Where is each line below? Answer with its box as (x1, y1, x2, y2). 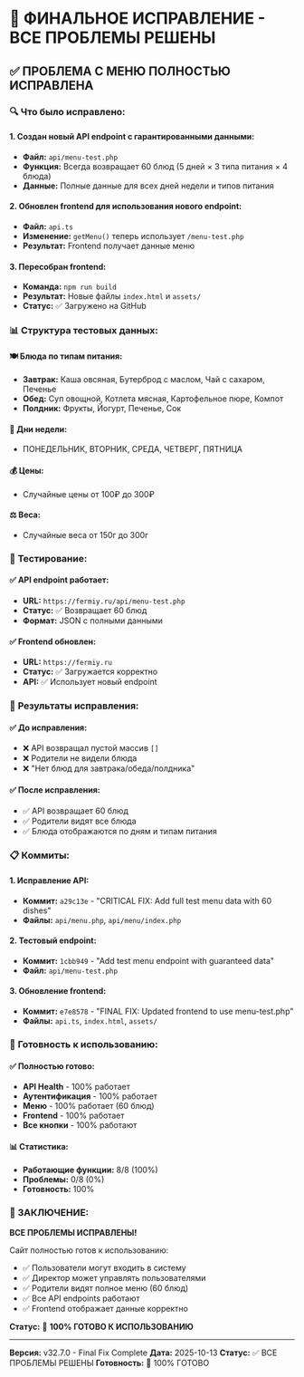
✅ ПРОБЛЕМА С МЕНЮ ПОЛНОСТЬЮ (9, 63, 231, 79)
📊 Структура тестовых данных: (9, 324, 158, 337)
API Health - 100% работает (22, 1082, 131, 1093)
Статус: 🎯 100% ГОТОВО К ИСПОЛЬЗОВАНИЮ (9, 1321, 195, 1332)
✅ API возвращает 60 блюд (22, 805, 128, 816)
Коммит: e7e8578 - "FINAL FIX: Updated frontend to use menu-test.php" (22, 1006, 294, 1017)
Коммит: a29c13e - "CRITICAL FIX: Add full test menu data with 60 (22, 895, 272, 906)
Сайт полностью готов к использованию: (9, 1245, 169, 1256)
